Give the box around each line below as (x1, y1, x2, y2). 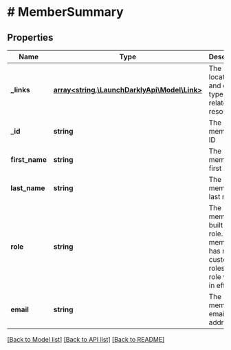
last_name (10, 183, 45, 193)
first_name (10, 155, 47, 164)
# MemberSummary (7, 4, 124, 20)
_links (10, 85, 31, 94)
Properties (7, 32, 54, 43)
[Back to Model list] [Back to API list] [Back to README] (7, 336, 165, 343)
